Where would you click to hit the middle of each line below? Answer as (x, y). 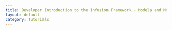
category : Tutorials (27, 19)
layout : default (23, 15)
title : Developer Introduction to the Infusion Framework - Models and (83, 10)
